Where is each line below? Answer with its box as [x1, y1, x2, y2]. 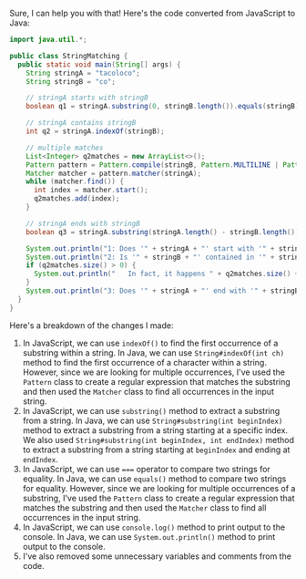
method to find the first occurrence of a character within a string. [22, 357, 267, 367]
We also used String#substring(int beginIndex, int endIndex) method [22, 434, 294, 445]
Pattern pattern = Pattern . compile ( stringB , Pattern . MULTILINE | [25, 160, 280, 170]
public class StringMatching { [9, 51, 128, 60]
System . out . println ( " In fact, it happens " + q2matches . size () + [33, 269, 300, 279]
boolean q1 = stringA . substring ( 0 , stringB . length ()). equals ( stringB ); [25, 102, 303, 111]
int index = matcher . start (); [33, 186, 148, 195]
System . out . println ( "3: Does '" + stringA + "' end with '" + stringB [25, 286, 300, 295]
